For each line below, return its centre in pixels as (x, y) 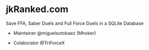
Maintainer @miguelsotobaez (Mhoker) (55, 33)
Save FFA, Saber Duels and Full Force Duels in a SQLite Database (75, 23)
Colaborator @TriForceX (39, 43)
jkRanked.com (37, 9)
